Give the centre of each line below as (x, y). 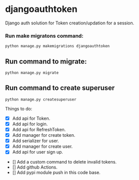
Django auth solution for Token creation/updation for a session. (70, 23)
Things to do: (19, 108)
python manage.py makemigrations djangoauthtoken (58, 46)
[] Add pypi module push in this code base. (56, 173)
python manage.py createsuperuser (41, 99)
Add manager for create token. (44, 135)
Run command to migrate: (46, 61)
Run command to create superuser (60, 88)
